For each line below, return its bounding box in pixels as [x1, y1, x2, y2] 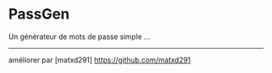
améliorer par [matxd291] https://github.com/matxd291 [8, 54, 191, 65]
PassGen [8, 5, 70, 24]
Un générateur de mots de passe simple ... [8, 32, 151, 41]
